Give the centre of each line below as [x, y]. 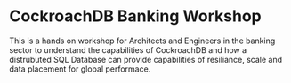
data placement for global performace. [80, 69]
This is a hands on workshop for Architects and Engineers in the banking [142, 41]
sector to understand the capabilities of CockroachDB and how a [128, 49]
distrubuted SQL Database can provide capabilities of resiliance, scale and [146, 59]
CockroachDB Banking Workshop [135, 16]
